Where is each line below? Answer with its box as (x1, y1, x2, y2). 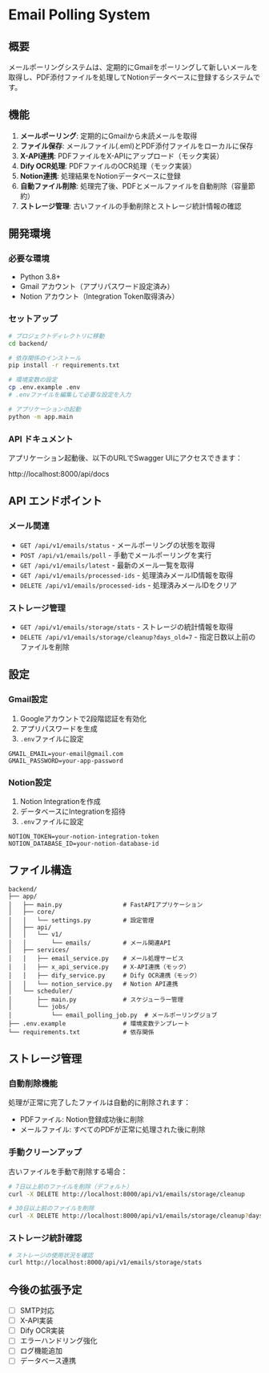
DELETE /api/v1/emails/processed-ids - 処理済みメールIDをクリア (19, 580, 238, 590)
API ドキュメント (8, 433, 74, 445)
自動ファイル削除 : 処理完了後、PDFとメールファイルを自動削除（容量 (19, 181, 249, 190)
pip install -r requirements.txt (8, 361, 120, 370)
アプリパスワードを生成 (19, 724, 98, 733)
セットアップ (8, 313, 58, 324)
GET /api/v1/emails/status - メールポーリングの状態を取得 (19, 540, 216, 550)
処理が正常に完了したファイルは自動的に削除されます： (8, 1098, 191, 1107)
